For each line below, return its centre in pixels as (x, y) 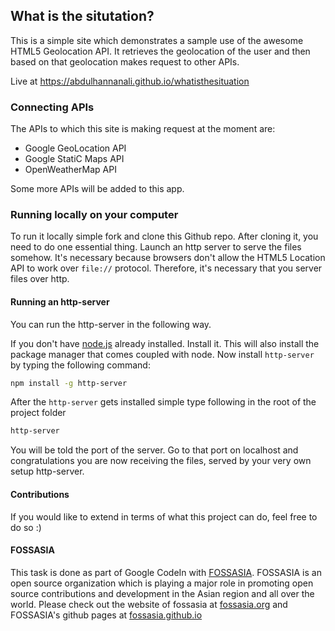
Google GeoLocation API (75, 148)
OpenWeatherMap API (70, 170)
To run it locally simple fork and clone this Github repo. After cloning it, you (164, 236)
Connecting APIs (52, 107)
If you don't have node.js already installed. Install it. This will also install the (165, 343)
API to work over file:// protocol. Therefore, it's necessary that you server (166, 268)
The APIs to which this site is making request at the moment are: (143, 129)
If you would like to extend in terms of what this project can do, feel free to (164, 516)
